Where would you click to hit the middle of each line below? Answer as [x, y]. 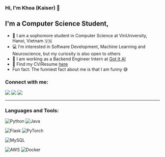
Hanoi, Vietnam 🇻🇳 [32, 41]
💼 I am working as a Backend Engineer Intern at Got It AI [69, 59]
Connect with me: [27, 82]
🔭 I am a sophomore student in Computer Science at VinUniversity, [80, 35]
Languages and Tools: [32, 110]
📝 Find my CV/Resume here [40, 64]
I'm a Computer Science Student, [57, 24]
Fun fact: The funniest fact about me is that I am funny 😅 [70, 69]
